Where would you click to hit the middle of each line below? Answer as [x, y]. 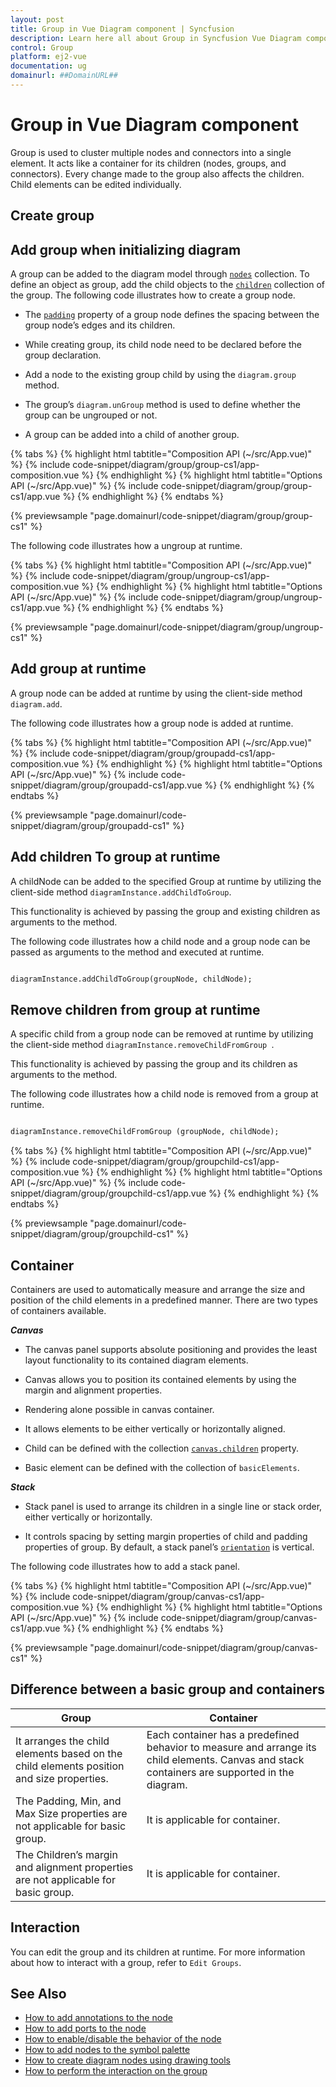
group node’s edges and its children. [100, 325]
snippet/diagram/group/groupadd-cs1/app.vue [106, 785]
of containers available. [58, 1311]
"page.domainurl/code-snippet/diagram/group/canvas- [204, 1648]
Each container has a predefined [223, 1734]
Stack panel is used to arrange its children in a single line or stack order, [173, 1507]
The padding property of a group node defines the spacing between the [172, 315]
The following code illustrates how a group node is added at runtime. [152, 723]
